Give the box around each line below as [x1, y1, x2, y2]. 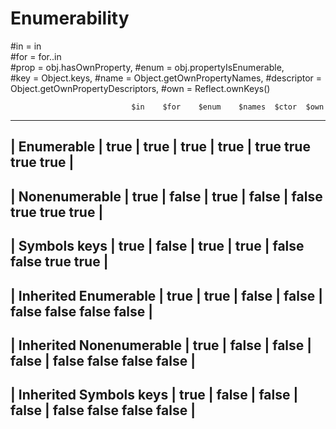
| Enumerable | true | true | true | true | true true [10, 138, 311, 156]
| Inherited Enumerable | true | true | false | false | [10, 287, 323, 304]
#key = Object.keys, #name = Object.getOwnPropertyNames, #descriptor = [10, 72, 323, 84]
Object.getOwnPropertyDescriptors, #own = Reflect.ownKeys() [10, 82, 271, 94]
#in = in [10, 40, 42, 52]
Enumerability [10, 7, 130, 30]
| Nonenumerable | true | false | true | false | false [10, 188, 323, 205]
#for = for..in [10, 50, 62, 62]
